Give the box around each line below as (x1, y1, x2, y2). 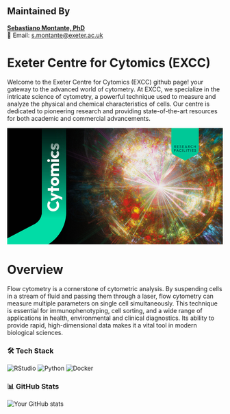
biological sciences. (7, 328, 64, 336)
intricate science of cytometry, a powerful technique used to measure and (7, 92, 216, 100)
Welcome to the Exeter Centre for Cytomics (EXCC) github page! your (7, 78, 204, 86)
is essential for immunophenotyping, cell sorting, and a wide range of (7, 306, 203, 314)
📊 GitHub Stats (7, 381, 60, 391)
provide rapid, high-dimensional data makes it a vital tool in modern (7, 321, 197, 329)
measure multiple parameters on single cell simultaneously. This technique (7, 299, 218, 308)
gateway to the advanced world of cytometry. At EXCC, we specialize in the (7, 85, 220, 93)
